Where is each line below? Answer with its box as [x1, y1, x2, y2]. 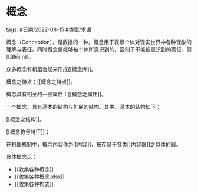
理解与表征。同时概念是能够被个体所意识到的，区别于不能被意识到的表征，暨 [6, 45, 192, 53]
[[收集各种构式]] [14, 180, 54, 187]
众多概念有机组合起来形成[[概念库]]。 [6, 65, 97, 72]
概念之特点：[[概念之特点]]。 [6, 78, 76, 85]
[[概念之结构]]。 [6, 115, 45, 122]
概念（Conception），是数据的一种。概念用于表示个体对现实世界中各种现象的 [6, 38, 192, 45]
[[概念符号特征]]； [6, 128, 50, 135]
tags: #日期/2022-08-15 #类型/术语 [6, 26, 92, 33]
